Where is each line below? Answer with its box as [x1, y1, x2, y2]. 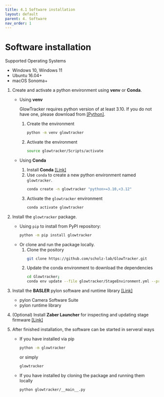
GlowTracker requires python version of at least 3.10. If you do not [19, 106, 152, 112]
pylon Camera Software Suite [19, 297, 79, 303]
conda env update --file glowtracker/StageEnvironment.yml [26, 279, 150, 284]
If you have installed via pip [19, 336, 75, 342]
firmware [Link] [12, 317, 43, 323]
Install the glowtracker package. [12, 213, 77, 220]
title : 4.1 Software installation [5, 7, 76, 12]
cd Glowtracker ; [26, 274, 60, 279]
